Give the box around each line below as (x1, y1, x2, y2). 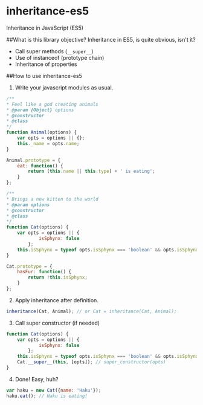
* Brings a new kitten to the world (6, 196, 98, 202)
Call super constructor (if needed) (14, 319, 100, 326)
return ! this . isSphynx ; (28, 274, 88, 280)
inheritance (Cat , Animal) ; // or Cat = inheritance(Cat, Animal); (6, 308, 177, 314)
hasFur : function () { (17, 269, 71, 275)
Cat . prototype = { (6, 263, 53, 270)
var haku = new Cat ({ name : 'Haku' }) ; (6, 387, 101, 394)
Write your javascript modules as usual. (14, 83, 114, 91)
